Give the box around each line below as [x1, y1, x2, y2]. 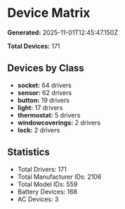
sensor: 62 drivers [17, 88, 72, 96]
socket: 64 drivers [17, 81, 72, 89]
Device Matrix [7, 5, 91, 21]
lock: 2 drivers [17, 125, 60, 134]
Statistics [7, 146, 51, 158]
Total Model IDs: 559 [17, 179, 78, 188]
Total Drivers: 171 [17, 165, 67, 173]
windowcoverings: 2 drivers [17, 118, 101, 127]
